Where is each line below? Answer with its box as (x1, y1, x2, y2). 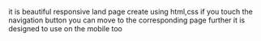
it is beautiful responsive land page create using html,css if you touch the (8, 7, 253, 16)
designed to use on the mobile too (8, 24, 123, 33)
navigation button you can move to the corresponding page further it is (8, 15, 246, 25)
